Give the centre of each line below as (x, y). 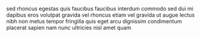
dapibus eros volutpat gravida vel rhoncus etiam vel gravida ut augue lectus (101, 15)
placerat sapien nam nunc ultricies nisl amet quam (69, 27)
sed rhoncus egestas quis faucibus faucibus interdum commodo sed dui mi (100, 9)
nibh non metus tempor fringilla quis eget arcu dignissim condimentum (94, 21)
